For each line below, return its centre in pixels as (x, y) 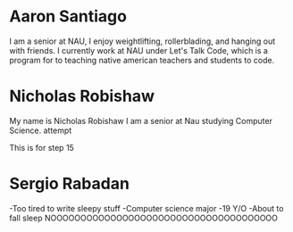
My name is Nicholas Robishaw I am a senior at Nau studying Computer (141, 120)
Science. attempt (41, 130)
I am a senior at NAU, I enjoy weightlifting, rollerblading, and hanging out (142, 41)
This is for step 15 (42, 147)
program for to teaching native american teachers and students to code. (142, 60)
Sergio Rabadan (69, 184)
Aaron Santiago (68, 17)
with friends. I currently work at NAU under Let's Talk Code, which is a (138, 50)
